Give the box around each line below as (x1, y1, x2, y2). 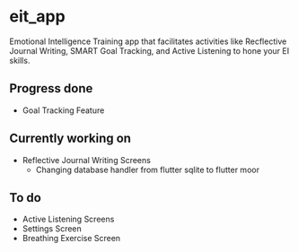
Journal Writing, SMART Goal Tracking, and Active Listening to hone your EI (9, 45, 290, 56)
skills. (9, 55, 31, 65)
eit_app (9, 6, 66, 27)
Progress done (9, 81, 93, 96)
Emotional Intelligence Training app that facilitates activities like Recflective (9, 36, 287, 47)
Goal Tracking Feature (22, 105, 105, 116)
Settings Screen (22, 223, 83, 234)
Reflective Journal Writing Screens (22, 154, 151, 165)
